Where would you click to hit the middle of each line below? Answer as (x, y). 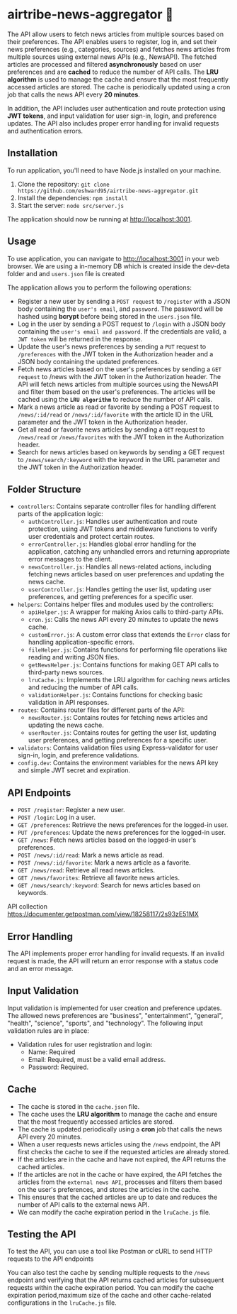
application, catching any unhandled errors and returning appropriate (129, 552)
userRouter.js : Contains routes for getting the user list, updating (122, 733)
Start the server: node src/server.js (71, 205)
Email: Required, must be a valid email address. (97, 1059)
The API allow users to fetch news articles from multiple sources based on (116, 34)
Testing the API (42, 1234)
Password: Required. (58, 1067)
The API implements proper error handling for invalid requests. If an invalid (116, 953)
